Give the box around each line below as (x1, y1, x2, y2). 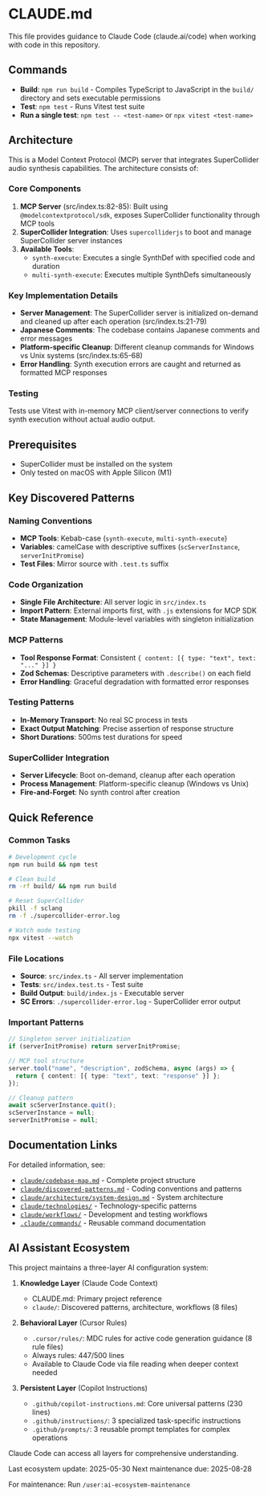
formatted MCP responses (19, 368, 108, 377)
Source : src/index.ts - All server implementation (19, 971, 184, 981)
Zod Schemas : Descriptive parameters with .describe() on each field (19, 668, 251, 678)
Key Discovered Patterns (8, 491, 135, 504)
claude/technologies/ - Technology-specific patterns (19, 1201, 197, 1210)
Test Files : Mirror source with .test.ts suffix (19, 559, 169, 569)
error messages (19, 334, 73, 344)
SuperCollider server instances (19, 235, 123, 245)
